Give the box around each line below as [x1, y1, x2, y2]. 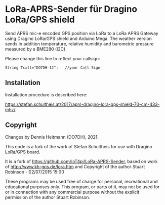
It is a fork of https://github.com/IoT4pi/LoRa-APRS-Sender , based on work [5, 158, 158, 164]
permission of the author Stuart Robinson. [5, 194, 90, 200]
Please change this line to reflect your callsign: [5, 55, 100, 61]
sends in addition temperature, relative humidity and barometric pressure [5, 41, 154, 46]
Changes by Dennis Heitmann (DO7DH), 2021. [5, 134, 99, 140]
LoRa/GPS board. [5, 149, 41, 155]
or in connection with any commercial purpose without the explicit [5, 189, 140, 195]
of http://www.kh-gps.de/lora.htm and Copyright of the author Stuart [5, 164, 145, 169]
